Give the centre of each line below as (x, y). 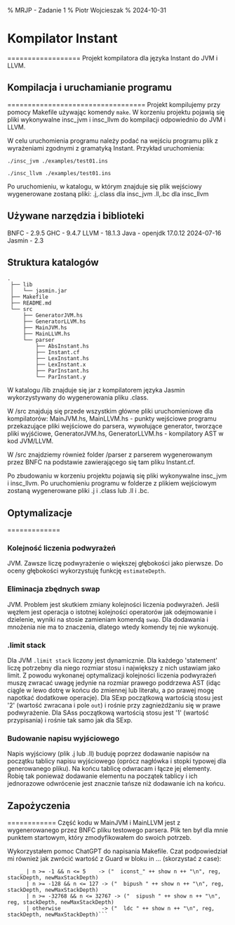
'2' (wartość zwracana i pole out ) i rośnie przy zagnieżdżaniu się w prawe (114, 706)
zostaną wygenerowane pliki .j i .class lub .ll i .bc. (78, 491)
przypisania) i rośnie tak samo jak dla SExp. (70, 720)
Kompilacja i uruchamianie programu (89, 88)
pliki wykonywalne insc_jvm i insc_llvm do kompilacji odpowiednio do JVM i (116, 120)
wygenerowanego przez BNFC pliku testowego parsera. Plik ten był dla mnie (118, 830)
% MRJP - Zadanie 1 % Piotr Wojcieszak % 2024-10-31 (87, 10)
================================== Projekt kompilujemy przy (114, 104)
